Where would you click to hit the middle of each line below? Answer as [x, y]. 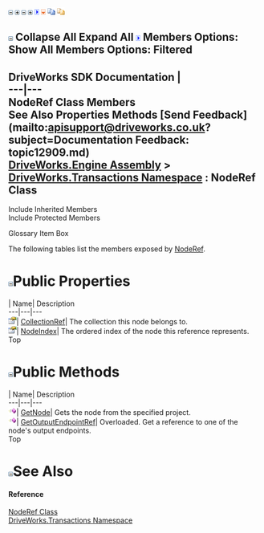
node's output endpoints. [50, 431]
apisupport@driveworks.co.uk [126, 127]
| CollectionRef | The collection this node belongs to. [102, 322]
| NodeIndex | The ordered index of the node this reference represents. [133, 332]
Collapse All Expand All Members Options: [127, 37]
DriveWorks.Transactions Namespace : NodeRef [132, 177]
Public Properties [72, 281]
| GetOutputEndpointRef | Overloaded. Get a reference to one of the [127, 422]
